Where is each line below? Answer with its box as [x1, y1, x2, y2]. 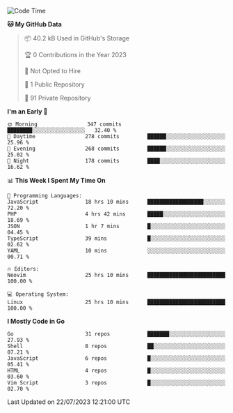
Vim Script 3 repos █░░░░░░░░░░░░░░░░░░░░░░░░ [7, 380, 226, 386]
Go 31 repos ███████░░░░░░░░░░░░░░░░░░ [7, 331, 226, 338]
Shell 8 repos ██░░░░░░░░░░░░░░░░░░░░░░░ [7, 343, 226, 350]
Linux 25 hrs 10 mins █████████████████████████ [7, 299, 226, 306]
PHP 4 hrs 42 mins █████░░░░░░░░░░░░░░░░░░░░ [7, 211, 226, 218]
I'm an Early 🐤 [7, 107, 48, 115]
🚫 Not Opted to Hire [24, 67, 81, 75]
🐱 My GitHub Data [7, 20, 63, 28]
